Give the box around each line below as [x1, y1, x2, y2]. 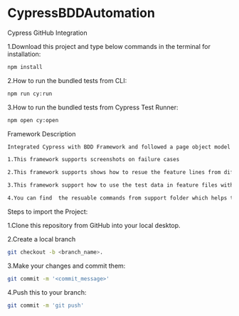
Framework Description [7, 129, 76, 138]
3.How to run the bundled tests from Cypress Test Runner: [7, 103, 179, 111]
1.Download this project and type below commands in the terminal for [7, 42, 211, 50]
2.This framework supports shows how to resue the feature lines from [7, 169, 221, 176]
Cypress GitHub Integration [7, 28, 87, 37]
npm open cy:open [7, 116, 59, 124]
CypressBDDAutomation [7, 5, 155, 21]
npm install [7, 63, 43, 70]
